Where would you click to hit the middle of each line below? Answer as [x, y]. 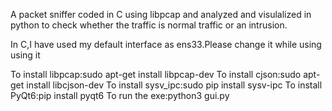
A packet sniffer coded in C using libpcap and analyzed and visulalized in [161, 14]
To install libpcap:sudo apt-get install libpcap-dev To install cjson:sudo [156, 74]
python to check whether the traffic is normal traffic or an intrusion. [149, 25]
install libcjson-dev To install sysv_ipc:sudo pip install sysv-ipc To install [174, 85]
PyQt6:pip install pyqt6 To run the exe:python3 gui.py [120, 95]
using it [25, 55]
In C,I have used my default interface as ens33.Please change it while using [166, 44]
